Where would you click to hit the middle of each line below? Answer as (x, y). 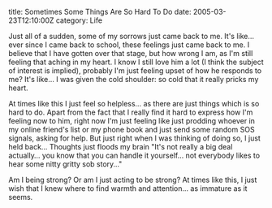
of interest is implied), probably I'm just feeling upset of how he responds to (135, 71)
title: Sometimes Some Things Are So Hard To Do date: (100, 12)
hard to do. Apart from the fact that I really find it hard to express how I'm (131, 112)
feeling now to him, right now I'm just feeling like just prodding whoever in (132, 121)
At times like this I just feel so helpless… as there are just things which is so (134, 104)
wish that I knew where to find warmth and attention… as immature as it (128, 188)
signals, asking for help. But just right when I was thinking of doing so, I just (135, 138)
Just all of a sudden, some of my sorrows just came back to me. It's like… (131, 36)
